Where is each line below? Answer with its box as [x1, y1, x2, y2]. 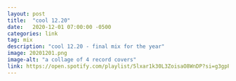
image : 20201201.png [7, 50, 68, 57]
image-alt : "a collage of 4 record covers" [7, 56, 137, 63]
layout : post [7, 10, 46, 18]
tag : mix [7, 37, 33, 44]
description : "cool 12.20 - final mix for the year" [7, 43, 165, 50]
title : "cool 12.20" [7, 17, 71, 24]
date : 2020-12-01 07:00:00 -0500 [7, 23, 112, 30]
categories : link [7, 30, 58, 37]
